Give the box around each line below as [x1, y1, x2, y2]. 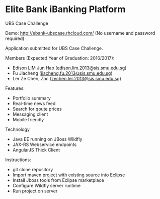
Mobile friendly [12, 116, 44, 122]
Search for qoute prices [12, 106, 62, 112]
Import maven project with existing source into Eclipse [12, 172, 125, 178]
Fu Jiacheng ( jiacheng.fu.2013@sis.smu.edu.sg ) [12, 70, 113, 76]
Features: [5, 85, 25, 91]
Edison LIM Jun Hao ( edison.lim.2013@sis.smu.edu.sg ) [12, 65, 127, 71]
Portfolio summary [12, 95, 51, 101]
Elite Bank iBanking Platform [5, 4, 126, 15]
